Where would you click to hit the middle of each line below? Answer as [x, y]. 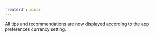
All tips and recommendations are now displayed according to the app [77, 24]
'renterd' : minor [23, 10]
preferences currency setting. [36, 29]
